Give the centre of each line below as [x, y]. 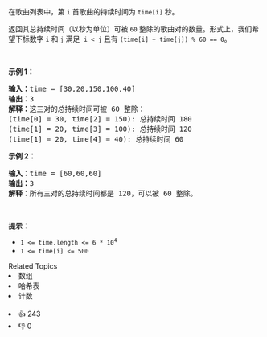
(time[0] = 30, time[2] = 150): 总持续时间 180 [101, 119]
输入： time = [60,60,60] [55, 173]
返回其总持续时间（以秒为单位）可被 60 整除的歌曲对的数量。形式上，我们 [130, 29]
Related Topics [33, 266]
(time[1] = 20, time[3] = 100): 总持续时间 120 [101, 129]
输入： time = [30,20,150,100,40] [72, 89]
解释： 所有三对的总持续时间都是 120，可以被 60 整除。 [103, 193]
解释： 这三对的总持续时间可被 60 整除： [77, 109]
